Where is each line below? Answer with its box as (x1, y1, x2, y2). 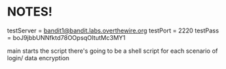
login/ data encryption (7, 53, 70, 62)
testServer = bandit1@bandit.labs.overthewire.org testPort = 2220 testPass (7, 26, 219, 34)
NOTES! (7, 4, 53, 20)
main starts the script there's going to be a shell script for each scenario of (7, 47, 218, 55)
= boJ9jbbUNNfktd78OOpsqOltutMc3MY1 (7, 33, 125, 41)
